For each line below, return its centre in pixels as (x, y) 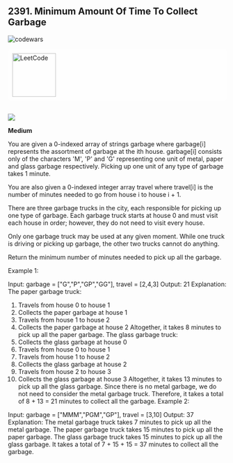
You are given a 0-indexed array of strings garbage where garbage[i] (107, 144)
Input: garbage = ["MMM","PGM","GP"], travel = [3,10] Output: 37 (101, 415)
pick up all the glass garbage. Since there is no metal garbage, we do (117, 386)
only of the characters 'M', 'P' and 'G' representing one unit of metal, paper (115, 159)
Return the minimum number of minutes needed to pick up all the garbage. (115, 258)
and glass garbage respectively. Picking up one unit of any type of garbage (116, 166)
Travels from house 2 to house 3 (65, 372)
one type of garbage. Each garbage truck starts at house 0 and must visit (113, 216)
